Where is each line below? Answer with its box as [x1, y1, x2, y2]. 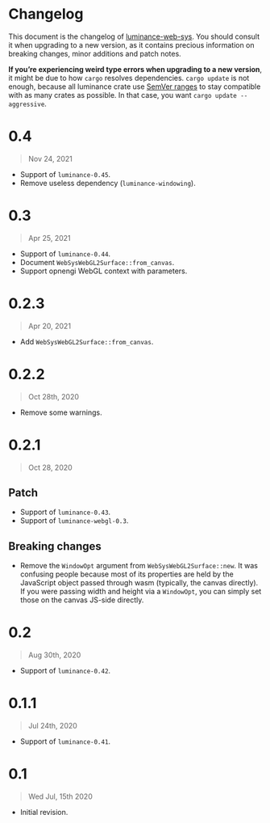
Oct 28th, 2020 [27, 391, 79, 401]
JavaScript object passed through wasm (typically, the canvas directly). [19, 578, 259, 588]
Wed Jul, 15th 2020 [27, 791, 93, 801]
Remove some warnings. [19, 407, 102, 417]
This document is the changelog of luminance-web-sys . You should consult [8, 32, 260, 41]
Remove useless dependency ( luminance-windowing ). [19, 178, 196, 188]
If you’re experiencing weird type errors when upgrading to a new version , [8, 64, 263, 74]
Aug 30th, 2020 [27, 650, 81, 660]
